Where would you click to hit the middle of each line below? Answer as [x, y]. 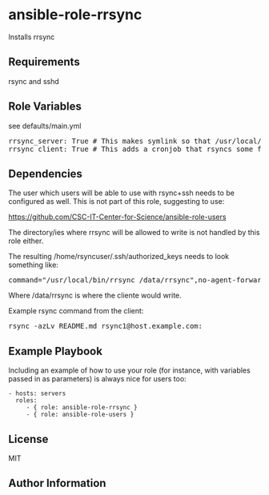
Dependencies [45, 174]
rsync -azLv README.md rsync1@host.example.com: [105, 326]
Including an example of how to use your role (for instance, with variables [129, 370]
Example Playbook [55, 351]
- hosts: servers [37, 393]
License [28, 439]
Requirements [44, 62]
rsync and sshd [34, 81]
